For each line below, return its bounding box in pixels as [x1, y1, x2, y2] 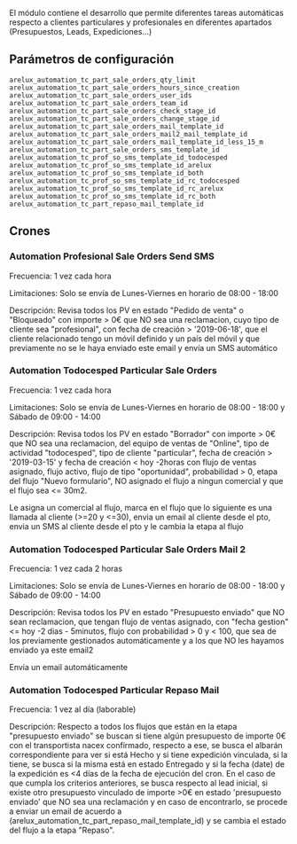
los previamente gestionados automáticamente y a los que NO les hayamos [9, 636, 285, 646]
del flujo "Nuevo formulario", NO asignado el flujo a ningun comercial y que [9, 475, 284, 486]
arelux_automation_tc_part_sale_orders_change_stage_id [9, 114, 220, 123]
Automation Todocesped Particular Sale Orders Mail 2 [9, 543, 246, 555]
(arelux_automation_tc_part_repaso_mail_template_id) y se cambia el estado [9, 816, 286, 826]
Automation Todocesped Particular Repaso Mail [9, 684, 220, 697]
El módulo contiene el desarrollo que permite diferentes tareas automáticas [9, 8, 284, 18]
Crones [9, 223, 51, 238]
